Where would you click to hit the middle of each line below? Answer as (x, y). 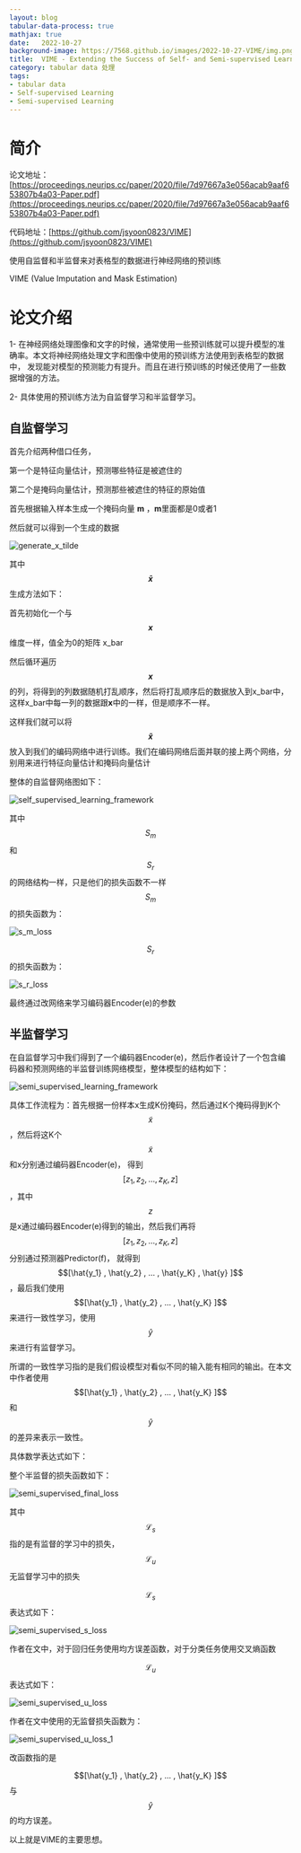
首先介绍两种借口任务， (52, 452)
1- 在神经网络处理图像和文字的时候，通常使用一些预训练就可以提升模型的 (143, 344)
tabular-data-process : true (62, 26)
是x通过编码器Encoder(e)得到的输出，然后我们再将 (103, 1225)
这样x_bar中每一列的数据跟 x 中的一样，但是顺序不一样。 (112, 703)
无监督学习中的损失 (45, 1576)
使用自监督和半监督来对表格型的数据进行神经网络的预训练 (115, 260)
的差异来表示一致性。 (48, 1436)
